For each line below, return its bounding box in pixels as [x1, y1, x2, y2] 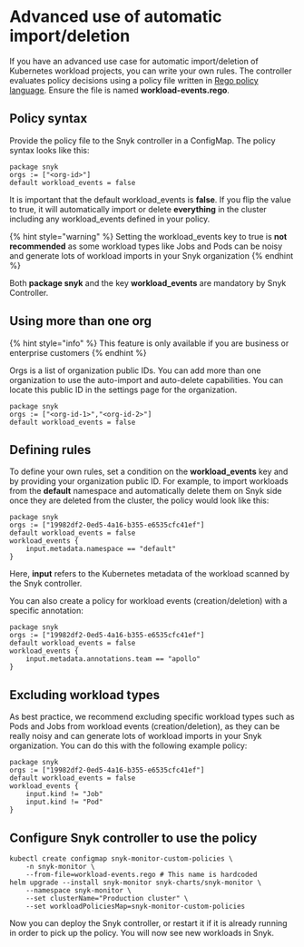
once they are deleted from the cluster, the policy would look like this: [9, 495, 270, 506]
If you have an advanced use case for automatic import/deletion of [9, 55, 259, 66]
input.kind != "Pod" [25, 797, 103, 807]
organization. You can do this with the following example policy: [9, 740, 248, 751]
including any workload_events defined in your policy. [9, 213, 211, 224]
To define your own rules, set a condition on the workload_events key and [9, 466, 289, 478]
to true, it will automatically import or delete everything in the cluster [9, 203, 268, 214]
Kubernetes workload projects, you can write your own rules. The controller [9, 65, 292, 76]
